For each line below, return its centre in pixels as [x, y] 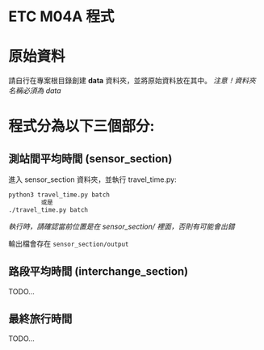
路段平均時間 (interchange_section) [98, 272]
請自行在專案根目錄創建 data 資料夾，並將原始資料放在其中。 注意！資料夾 [132, 81]
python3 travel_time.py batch [59, 195]
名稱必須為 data [35, 91]
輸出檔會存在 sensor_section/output [69, 243]
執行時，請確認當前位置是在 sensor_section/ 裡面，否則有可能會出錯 [122, 226]
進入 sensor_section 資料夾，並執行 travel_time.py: [92, 179]
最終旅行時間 [40, 319]
